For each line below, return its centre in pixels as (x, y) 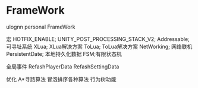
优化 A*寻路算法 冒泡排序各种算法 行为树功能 (62, 79)
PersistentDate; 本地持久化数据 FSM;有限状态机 (64, 54)
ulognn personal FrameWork (41, 27)
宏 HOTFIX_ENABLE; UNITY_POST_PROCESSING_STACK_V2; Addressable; (98, 39)
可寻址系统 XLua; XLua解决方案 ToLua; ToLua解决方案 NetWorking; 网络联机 (99, 46)
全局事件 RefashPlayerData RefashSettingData (63, 67)
